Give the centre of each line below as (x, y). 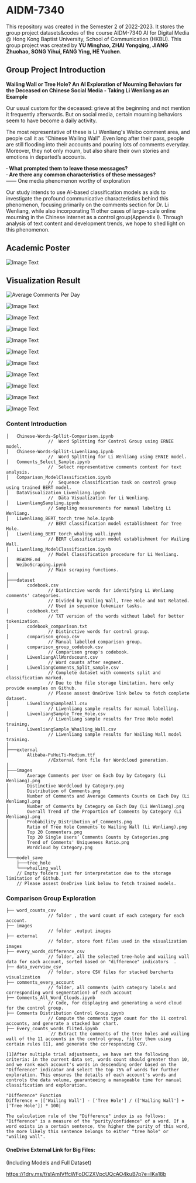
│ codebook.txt (32, 611)
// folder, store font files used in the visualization (117, 941)
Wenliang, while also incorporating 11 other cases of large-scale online (91, 211)
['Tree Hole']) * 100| (34, 1105)
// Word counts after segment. (86, 662)
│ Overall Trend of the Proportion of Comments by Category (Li (94, 812)
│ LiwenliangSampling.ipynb (43, 503)
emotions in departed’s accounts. (46, 157)
